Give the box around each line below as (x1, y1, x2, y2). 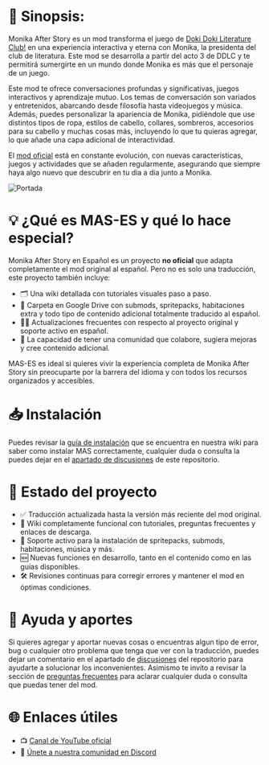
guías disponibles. (19, 561, 80, 571)
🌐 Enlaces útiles (8, 708, 119, 726)
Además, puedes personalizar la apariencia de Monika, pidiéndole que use (8, 109, 255, 119)
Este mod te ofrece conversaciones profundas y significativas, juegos (8, 84, 239, 93)
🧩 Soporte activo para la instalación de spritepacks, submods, (19, 535, 226, 545)
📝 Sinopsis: (8, 7, 85, 26)
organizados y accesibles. (8, 376, 95, 385)
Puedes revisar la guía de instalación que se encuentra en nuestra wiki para (8, 438, 259, 447)
